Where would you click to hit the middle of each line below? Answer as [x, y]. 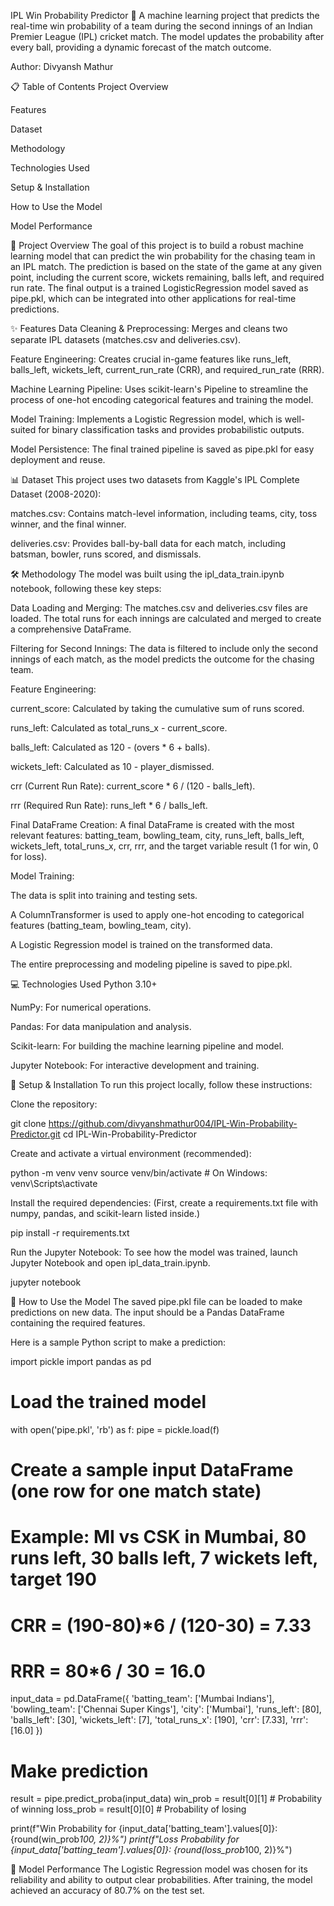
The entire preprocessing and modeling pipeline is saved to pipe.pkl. [151, 964]
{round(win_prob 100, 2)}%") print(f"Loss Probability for [125, 1839]
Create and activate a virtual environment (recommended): [131, 1153]
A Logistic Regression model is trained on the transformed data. [141, 944]
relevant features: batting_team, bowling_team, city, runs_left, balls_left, [157, 835]
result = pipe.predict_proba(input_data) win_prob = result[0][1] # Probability [166, 1799]
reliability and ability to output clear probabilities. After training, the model [161, 1880]
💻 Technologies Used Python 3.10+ [84, 984]
